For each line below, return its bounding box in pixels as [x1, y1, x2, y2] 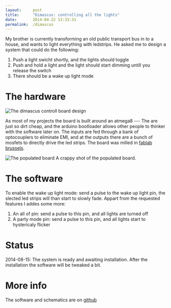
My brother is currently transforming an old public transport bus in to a [5, 36, 154, 42]
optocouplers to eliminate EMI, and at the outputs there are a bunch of [5, 134, 153, 140]
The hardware [5, 91, 66, 102]
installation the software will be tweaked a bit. [5, 262, 102, 268]
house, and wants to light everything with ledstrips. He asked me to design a [5, 42, 166, 48]
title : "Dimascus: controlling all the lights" [5, 12, 120, 17]
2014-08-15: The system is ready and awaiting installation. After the [5, 257, 148, 263]
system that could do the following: [5, 47, 79, 53]
